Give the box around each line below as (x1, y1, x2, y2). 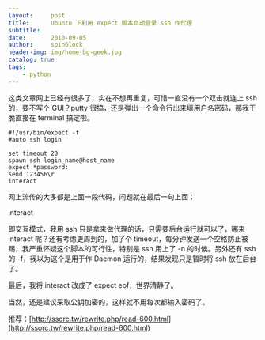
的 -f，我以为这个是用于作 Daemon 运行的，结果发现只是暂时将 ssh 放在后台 (8, 254, 257, 263)
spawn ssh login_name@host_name (8, 156, 115, 164)
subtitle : (8, 26, 41, 34)
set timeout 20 (8, 149, 59, 157)
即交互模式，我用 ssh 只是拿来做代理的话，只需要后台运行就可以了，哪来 (8, 224, 245, 233)
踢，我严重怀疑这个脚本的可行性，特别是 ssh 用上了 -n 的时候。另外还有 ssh (8, 244, 256, 253)
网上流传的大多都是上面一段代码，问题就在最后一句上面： (8, 191, 195, 202)
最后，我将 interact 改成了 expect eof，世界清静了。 (8, 280, 178, 289)
